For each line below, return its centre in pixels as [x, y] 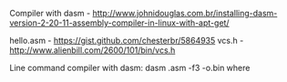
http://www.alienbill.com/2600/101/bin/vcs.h [92, 50]
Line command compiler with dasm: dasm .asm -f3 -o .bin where [130, 68]
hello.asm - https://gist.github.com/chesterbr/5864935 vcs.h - [127, 41]
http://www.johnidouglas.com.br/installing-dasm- [185, 13]
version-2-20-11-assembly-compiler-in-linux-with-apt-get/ [119, 23]
